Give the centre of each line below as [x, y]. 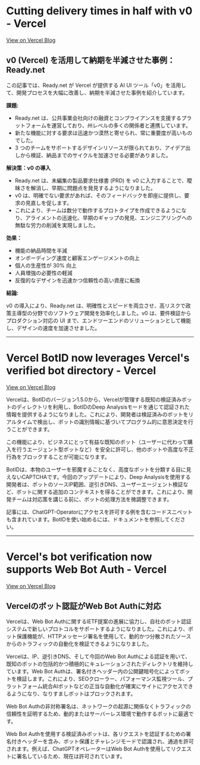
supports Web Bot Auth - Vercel [86, 569]
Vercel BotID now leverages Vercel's [98, 358]
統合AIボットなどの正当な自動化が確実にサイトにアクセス [113, 686]
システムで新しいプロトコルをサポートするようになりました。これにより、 [97, 629]
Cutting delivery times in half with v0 [99, 11]
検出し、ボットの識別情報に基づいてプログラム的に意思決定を [113, 422]
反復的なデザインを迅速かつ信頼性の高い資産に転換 [77, 280]
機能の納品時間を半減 [41, 250]
